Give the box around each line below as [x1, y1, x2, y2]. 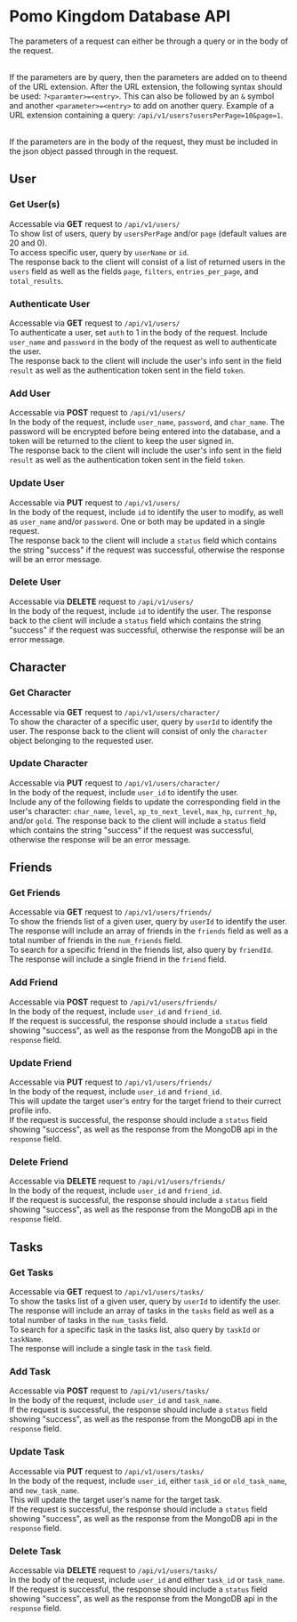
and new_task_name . [9, 1484, 80, 1496]
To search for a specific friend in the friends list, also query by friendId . [9, 945, 274, 956]
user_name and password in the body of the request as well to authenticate [9, 336, 277, 347]
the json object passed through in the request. [9, 145, 179, 157]
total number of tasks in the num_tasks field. [9, 1315, 169, 1326]
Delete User [9, 576, 61, 588]
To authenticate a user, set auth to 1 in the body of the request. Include [9, 327, 269, 337]
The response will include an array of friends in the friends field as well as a [9, 925, 289, 936]
